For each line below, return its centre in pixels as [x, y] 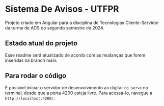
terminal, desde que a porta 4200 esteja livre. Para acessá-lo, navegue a [79, 93]
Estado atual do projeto [41, 43]
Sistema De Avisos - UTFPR [62, 9]
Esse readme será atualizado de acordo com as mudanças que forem [75, 55]
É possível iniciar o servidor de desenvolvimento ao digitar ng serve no [77, 87]
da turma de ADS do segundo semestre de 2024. [55, 27]
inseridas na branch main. [31, 60]
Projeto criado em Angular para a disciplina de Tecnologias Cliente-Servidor [82, 23]
